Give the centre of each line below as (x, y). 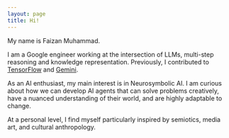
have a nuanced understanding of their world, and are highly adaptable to (115, 98)
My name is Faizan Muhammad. (54, 40)
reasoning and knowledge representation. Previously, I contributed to (108, 62)
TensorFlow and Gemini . (43, 69)
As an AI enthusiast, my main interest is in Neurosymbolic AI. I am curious (114, 83)
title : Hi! (23, 21)
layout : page (27, 14)
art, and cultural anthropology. (51, 127)
